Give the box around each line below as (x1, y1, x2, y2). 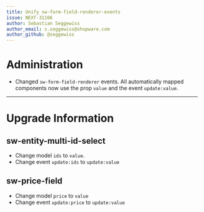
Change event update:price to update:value (15, 199, 126, 206)
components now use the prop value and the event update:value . (15, 85, 178, 92)
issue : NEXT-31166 (6, 15, 53, 21)
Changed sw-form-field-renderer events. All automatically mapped (15, 78, 184, 85)
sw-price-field (6, 176, 63, 186)
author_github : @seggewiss (6, 32, 75, 38)
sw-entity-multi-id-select (6, 135, 106, 146)
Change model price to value (15, 192, 89, 199)
